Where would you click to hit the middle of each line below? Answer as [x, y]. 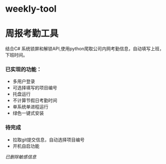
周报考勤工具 [32, 34]
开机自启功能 [26, 146]
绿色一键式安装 [28, 113]
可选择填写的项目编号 [35, 88]
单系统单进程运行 [30, 107]
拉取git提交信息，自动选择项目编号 [49, 140]
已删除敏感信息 [21, 157]
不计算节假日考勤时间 [35, 101]
